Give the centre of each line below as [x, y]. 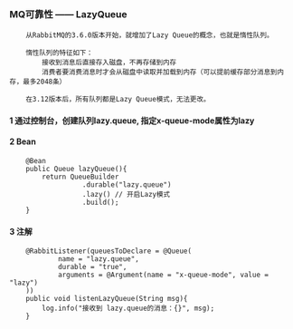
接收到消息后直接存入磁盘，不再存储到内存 [109, 63]
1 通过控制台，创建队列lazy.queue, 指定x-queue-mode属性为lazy [132, 121]
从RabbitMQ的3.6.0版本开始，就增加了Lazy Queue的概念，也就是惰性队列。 [150, 35]
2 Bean [23, 141]
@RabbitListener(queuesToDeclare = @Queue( [109, 251]
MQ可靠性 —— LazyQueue [69, 14]
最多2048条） [44, 82]
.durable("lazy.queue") [127, 185]
